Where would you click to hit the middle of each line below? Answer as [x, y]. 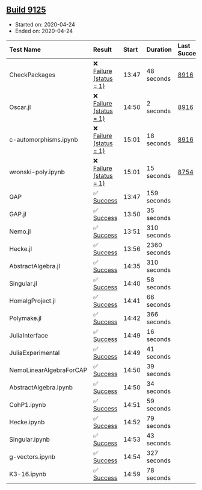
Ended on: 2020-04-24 [44, 31]
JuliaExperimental [35, 353]
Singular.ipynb [29, 439]
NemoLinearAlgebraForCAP [48, 370]
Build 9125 [26, 10]
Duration [159, 49]
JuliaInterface [29, 335]
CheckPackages [32, 75]
